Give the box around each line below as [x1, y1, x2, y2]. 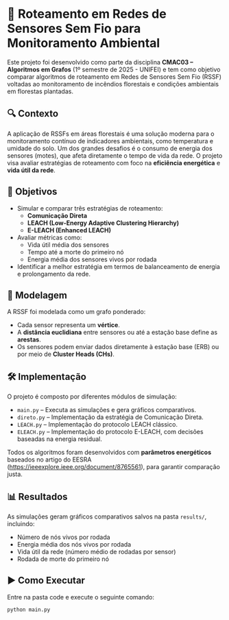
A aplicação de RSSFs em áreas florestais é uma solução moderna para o [7, 130, 215, 138]
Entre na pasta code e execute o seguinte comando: [7, 593, 154, 601]
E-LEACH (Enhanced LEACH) [27, 226, 112, 234]
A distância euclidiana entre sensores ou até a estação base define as [16, 329, 218, 337]
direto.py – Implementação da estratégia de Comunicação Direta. [16, 413, 204, 421]
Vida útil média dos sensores [27, 240, 110, 249]
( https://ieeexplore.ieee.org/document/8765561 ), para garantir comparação [7, 463, 221, 471]
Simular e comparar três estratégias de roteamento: [16, 204, 163, 212]
